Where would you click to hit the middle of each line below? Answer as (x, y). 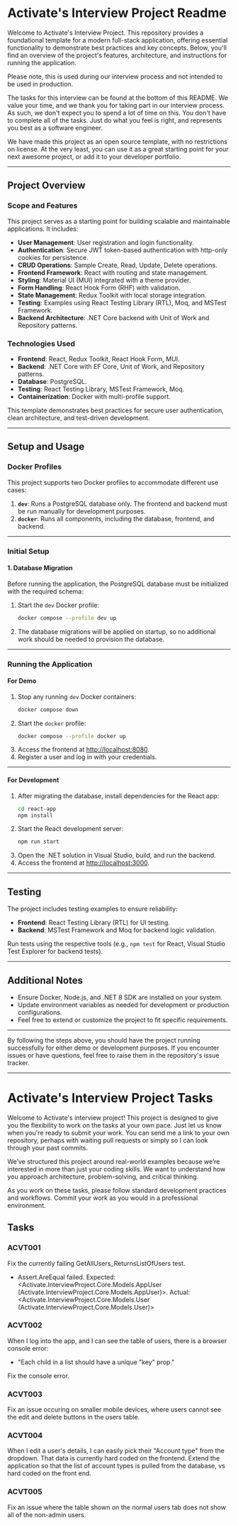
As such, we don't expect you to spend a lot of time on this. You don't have (117, 113)
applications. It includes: (43, 229)
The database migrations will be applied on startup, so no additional (117, 631)
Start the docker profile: (52, 723)
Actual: (180, 1292)
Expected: (101, 1277)
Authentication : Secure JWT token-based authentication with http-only (123, 250)
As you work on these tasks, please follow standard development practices (117, 1190)
